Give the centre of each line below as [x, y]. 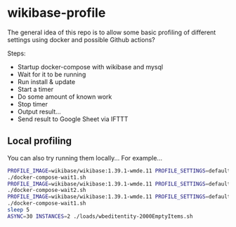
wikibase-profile [57, 13]
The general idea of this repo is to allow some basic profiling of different [112, 32]
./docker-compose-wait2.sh [47, 191]
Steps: [17, 53]
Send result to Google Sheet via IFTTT [73, 119]
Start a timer [35, 89]
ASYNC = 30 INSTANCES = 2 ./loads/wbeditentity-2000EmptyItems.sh [100, 216]
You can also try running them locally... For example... [85, 158]
